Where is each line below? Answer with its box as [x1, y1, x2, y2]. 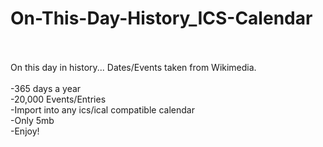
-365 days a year [10, 82, 82, 94]
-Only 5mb [10, 114, 55, 126]
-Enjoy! [10, 125, 40, 137]
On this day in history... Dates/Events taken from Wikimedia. [10, 61, 257, 73]
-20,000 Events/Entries [10, 93, 107, 105]
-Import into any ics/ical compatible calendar [10, 103, 195, 116]
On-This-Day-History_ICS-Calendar [10, 7, 313, 30]
